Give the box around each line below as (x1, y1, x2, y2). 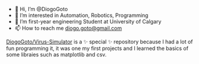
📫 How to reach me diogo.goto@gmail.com (14, 25, 123, 32)
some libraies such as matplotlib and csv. (6, 51, 107, 58)
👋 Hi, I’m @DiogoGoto (14, 6, 68, 12)
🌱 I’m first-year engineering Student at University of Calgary (14, 18, 162, 25)
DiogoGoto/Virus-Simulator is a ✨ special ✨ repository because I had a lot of (6, 38, 193, 45)
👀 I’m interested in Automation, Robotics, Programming (14, 12, 149, 19)
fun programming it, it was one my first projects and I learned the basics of (6, 45, 188, 52)
